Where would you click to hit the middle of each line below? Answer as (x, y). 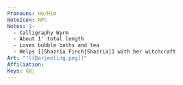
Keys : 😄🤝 (21, 71)
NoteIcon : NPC (27, 20)
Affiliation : (26, 64)
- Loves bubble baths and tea (56, 45)
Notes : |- (21, 26)
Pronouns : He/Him (32, 13)
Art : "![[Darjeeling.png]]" (47, 58)
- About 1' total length (49, 39)
